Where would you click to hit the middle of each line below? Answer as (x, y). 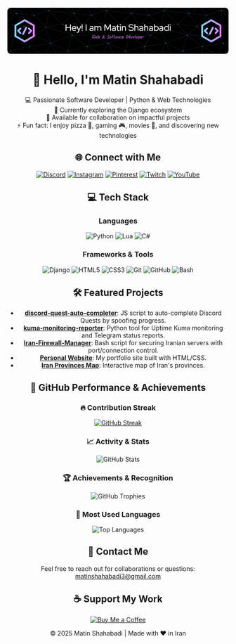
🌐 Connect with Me (118, 158)
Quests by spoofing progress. (123, 321)
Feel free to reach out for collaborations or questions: (118, 568)
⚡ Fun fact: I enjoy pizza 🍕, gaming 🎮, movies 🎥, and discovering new (118, 125)
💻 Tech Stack (118, 198)
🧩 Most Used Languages (118, 514)
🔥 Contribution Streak (118, 407)
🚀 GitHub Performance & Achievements (118, 387)
